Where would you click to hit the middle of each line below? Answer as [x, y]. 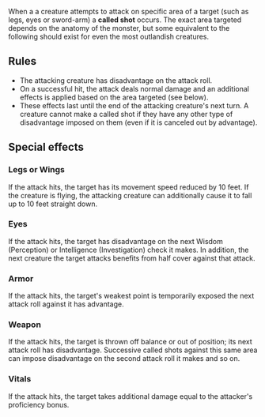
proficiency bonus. [39, 404]
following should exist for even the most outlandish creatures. [109, 36]
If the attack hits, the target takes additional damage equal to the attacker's [131, 396]
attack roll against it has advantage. [66, 304]
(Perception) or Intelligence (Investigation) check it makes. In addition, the [129, 250]
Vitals [20, 379]
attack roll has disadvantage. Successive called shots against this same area [133, 350]
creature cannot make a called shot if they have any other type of [126, 114]
